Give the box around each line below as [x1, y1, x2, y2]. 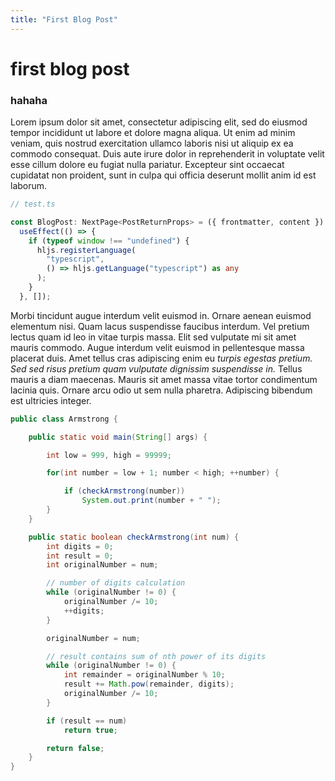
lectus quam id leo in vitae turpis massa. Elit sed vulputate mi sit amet [10, 331, 297, 343]
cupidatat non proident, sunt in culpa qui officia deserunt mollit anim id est [10, 169, 317, 181]
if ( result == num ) [46, 716, 128, 726]
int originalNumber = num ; [46, 560, 159, 570]
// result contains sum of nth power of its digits [46, 651, 267, 661]
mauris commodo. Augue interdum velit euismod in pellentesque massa [10, 341, 305, 353]
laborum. [10, 180, 48, 192]
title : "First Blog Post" [10, 14, 118, 25]
